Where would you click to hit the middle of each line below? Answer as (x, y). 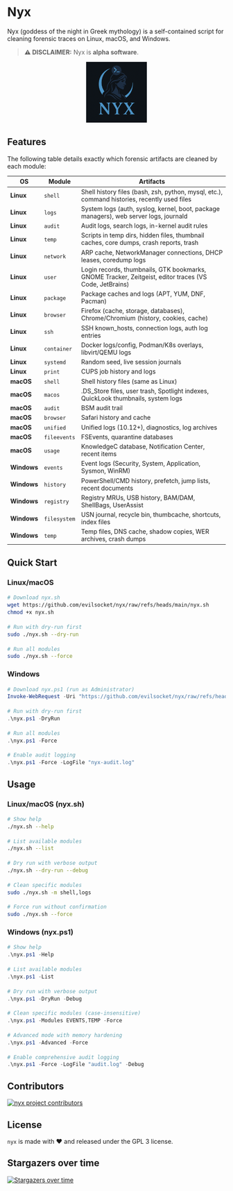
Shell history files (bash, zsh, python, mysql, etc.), (152, 192)
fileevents (60, 437)
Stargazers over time (53, 1163)
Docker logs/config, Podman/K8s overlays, (142, 345)
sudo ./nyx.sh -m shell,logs (49, 893)
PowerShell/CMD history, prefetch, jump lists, (145, 480)
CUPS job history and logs (118, 371)
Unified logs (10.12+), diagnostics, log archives (149, 427)
